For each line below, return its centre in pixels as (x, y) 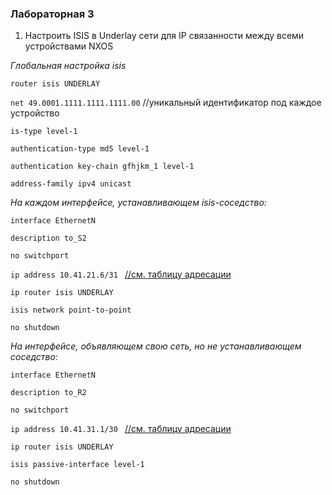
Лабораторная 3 (52, 14)
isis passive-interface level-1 (77, 465)
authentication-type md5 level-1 (80, 149)
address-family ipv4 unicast (71, 184)
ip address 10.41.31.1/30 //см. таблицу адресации (121, 429)
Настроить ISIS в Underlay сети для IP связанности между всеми (164, 36)
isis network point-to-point (71, 310)
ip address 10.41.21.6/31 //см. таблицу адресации (121, 274)
